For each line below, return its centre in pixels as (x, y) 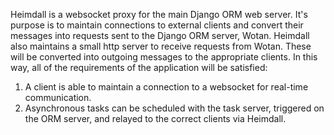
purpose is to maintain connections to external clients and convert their (157, 25)
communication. (58, 97)
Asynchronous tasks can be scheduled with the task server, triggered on (174, 108)
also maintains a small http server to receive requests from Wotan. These (161, 46)
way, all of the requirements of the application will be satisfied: (139, 67)
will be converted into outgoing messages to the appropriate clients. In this (164, 57)
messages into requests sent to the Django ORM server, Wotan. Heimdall (160, 35)
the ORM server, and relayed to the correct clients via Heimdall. (155, 118)
